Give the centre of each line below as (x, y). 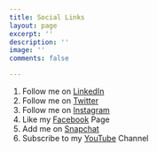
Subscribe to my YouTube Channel (85, 138)
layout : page (33, 26)
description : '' (39, 42)
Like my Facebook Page (66, 119)
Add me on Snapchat (60, 129)
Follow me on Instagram (66, 110)
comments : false (39, 58)
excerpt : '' (31, 34)
